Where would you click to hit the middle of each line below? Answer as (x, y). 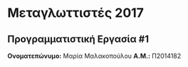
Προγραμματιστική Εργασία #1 (78, 39)
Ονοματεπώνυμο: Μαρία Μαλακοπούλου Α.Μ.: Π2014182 (94, 56)
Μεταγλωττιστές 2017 (76, 13)
